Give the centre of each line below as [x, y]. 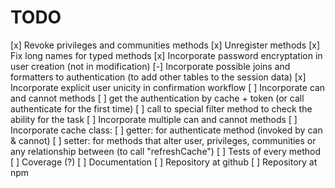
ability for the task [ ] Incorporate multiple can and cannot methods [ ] [154, 119]
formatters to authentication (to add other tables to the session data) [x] [158, 77]
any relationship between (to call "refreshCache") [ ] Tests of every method [165, 151]
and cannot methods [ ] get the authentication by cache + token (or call [157, 98]
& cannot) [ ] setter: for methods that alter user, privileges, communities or [163, 140]
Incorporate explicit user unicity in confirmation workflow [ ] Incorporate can [168, 87]
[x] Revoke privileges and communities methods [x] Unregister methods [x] [165, 45]
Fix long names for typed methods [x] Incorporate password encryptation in [166, 55]
